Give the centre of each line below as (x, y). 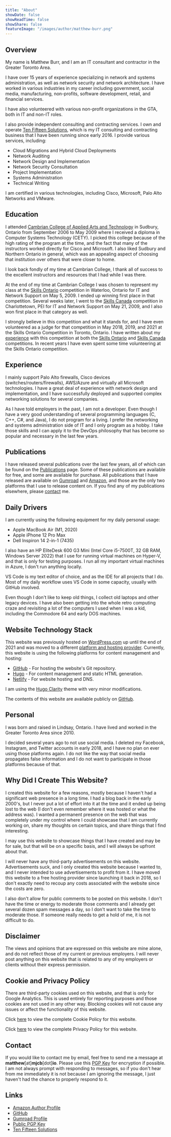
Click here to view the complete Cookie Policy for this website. (71, 1019)
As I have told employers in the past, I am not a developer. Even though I (81, 409)
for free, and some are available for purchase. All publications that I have (82, 475)
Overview (21, 50)
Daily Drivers (26, 507)
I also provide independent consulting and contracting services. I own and (83, 124)
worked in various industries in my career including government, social (80, 88)
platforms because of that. (33, 764)
